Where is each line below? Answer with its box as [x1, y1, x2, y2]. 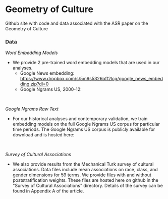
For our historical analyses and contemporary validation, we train [12, 116, 148, 122]
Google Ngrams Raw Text [5, 106, 59, 112]
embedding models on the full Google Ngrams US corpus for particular [12, 121, 160, 127]
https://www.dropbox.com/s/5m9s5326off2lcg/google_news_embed [20, 76, 163, 82]
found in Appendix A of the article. [12, 188, 84, 194]
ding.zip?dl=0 [20, 81, 49, 87]
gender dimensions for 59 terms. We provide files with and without [12, 172, 151, 178]
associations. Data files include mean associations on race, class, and [12, 167, 158, 173]
